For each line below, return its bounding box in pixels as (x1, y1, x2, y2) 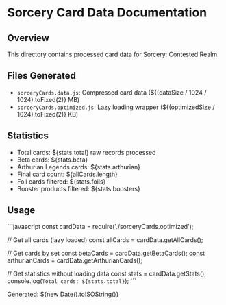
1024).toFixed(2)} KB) (16, 110, 79, 118)
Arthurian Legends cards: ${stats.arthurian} (16, 162, 141, 171)
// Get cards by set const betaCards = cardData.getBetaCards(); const (7, 249, 205, 258)
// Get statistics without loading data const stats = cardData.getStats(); (7, 269, 207, 278)
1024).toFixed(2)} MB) (16, 95, 80, 103)
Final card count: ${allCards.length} (16, 170, 118, 178)
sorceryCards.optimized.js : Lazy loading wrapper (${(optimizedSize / (16, 103, 215, 111)
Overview (7, 32, 50, 44)
